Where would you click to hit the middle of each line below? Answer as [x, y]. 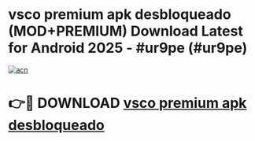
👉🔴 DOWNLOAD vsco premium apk [128, 103]
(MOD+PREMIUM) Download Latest [126, 31]
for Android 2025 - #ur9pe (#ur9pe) [128, 48]
